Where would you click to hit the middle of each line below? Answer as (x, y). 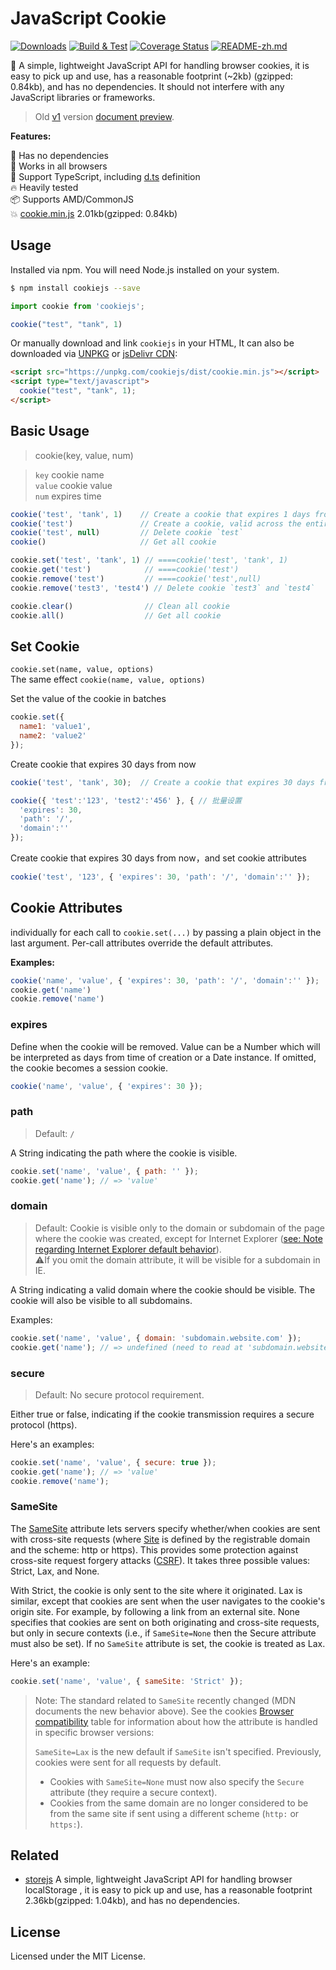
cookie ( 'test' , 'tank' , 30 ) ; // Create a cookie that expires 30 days (162, 782)
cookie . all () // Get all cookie (116, 615)
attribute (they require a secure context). (133, 1792)
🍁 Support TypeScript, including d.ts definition (105, 176)
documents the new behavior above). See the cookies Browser (164, 1711)
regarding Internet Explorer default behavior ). (128, 1249)
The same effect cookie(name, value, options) (108, 679)
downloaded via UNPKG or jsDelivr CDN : (94, 354)
